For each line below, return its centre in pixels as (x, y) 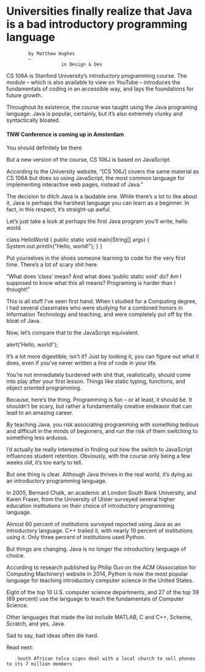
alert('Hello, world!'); (32, 345)
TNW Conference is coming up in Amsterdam (65, 134)
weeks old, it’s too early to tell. (45, 462)
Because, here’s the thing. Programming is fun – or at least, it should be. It (99, 400)
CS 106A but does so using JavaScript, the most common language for (95, 178)
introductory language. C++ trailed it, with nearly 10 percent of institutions (99, 530)
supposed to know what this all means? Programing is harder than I (91, 283)
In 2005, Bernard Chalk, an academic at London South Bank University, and (102, 493)
